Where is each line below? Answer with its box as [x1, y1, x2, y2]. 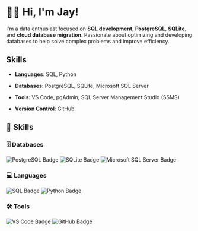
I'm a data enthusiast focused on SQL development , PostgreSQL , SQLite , [6, 25, 187, 32]
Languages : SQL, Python [14, 71, 77, 78]
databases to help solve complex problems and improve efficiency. [6, 37, 170, 45]
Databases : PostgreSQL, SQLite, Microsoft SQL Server [14, 82, 149, 89]
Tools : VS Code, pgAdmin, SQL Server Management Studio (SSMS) [14, 93, 180, 100]
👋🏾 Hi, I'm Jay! [6, 5, 79, 19]
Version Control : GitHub [14, 105, 75, 112]
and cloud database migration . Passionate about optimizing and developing [6, 31, 193, 38]
